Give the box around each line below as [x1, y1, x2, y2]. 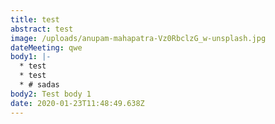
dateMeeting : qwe [10, 42, 83, 53]
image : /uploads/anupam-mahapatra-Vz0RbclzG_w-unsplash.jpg [10, 33, 267, 43]
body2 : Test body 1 [10, 89, 92, 99]
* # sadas [19, 80, 60, 90]
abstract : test [10, 24, 74, 34]
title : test [10, 14, 60, 25]
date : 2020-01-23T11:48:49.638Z [10, 98, 145, 108]
